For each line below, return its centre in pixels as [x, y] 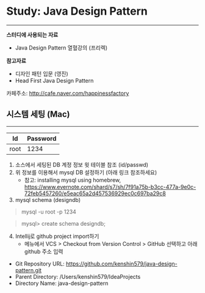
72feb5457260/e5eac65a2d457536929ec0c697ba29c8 [95, 193]
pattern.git [28, 270]
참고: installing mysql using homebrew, [72, 180]
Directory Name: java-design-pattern [62, 283]
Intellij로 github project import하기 [57, 236]
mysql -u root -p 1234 [49, 212]
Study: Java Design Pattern [77, 11]
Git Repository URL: [40, 264]
